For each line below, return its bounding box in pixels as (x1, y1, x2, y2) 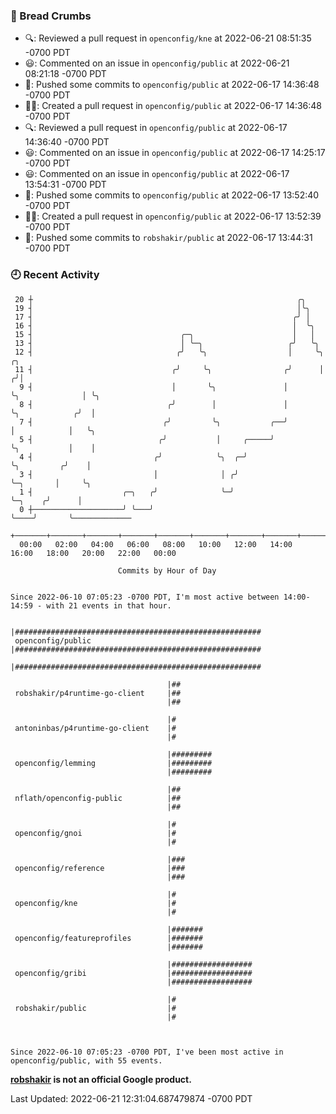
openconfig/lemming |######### (14, 758, 213, 768)
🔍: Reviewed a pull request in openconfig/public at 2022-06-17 (24, 122, 288, 134)
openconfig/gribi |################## (14, 968, 253, 978)
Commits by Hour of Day (117, 565, 217, 576)
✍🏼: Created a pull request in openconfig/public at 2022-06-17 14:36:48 (24, 100, 323, 112)
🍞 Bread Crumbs (10, 9, 92, 23)
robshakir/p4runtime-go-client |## (14, 688, 182, 698)
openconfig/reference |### (14, 863, 186, 873)
